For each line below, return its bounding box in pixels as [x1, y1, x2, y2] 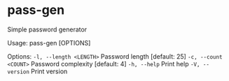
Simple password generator [7, 25, 88, 34]
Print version [31, 67, 68, 75]
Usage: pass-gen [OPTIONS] [7, 38, 91, 47]
